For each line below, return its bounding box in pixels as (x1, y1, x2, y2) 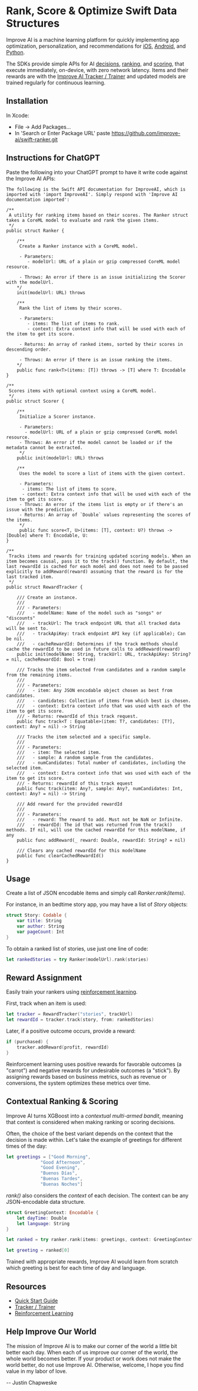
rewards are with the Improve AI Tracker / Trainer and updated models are (6, 73, 186, 80)
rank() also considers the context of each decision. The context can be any (6, 1191, 189, 1199)
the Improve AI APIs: (6, 175, 56, 182)
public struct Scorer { (6, 398, 65, 404)
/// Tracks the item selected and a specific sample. (16, 734, 151, 740)
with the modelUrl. (6, 279, 54, 285)
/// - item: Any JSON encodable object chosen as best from (16, 687, 173, 693)
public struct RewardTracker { (6, 584, 83, 590)
